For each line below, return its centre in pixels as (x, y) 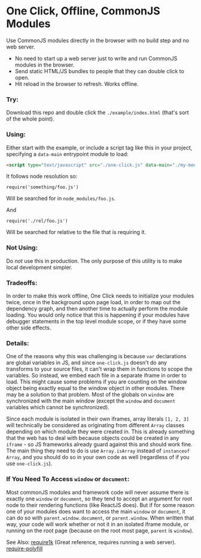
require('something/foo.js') (42, 187)
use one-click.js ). (29, 464)
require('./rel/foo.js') (37, 221)
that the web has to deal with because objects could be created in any (93, 438)
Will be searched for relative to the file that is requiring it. (76, 232)
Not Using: (22, 248)
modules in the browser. (45, 65)
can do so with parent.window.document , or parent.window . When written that (100, 518)
